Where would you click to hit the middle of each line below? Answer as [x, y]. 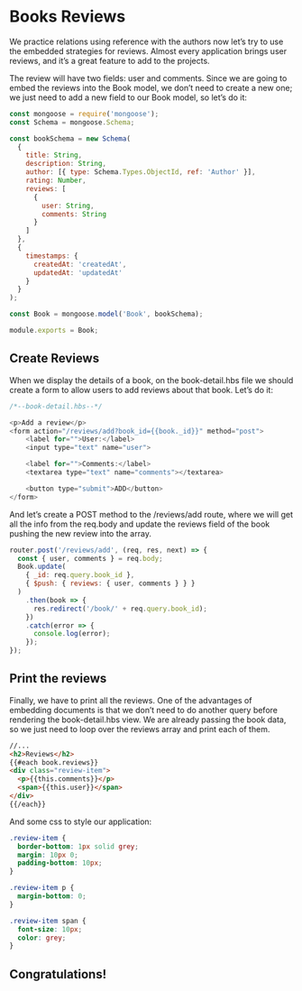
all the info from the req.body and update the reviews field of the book [140, 524]
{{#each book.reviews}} [54, 762]
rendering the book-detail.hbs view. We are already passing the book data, [148, 720]
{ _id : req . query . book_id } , [80, 575]
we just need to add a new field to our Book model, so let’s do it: [128, 97]
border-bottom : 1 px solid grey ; [78, 846]
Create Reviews [55, 358]
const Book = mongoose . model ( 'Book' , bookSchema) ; [106, 314]
